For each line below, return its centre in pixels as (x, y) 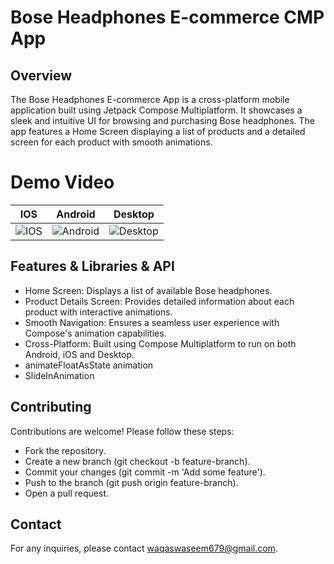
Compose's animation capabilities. (95, 333)
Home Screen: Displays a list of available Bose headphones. (148, 290)
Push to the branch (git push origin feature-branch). (131, 482)
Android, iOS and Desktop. (79, 354)
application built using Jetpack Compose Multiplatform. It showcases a (156, 110)
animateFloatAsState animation (89, 365)
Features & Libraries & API (92, 266)
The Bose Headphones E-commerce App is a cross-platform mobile (150, 99)
